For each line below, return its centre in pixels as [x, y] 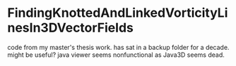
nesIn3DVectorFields [71, 28]
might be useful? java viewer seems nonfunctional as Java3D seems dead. [116, 55]
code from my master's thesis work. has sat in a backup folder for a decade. [118, 47]
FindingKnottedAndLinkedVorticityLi [118, 13]
